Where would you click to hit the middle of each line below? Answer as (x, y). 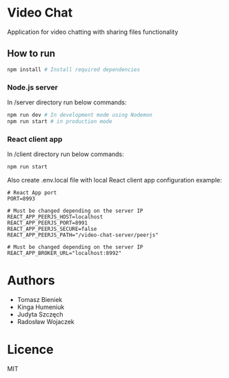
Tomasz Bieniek (40, 299)
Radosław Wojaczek (46, 321)
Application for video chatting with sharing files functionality (93, 32)
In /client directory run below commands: (66, 154)
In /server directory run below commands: (67, 102)
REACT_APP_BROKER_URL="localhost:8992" (64, 253)
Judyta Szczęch (40, 314)
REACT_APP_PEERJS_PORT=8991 (48, 223)
